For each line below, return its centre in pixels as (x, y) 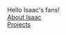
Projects (19, 24)
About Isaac (24, 17)
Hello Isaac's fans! (34, 10)
